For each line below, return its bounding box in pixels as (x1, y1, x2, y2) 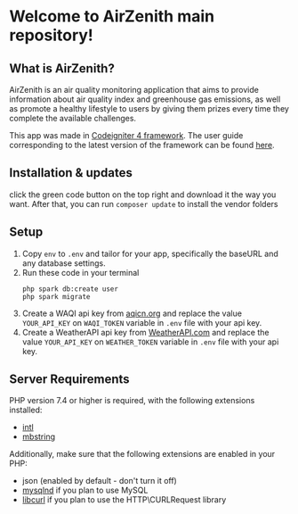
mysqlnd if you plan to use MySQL (21, 485, 149, 496)
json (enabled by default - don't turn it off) (21, 476, 178, 486)
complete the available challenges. (9, 113, 136, 123)
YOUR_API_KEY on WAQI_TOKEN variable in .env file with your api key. (21, 317, 262, 327)
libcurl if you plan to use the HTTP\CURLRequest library (21, 494, 227, 505)
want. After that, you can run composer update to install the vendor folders (9, 198, 278, 209)
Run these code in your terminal (21, 267, 140, 278)
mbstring (21, 431, 56, 443)
